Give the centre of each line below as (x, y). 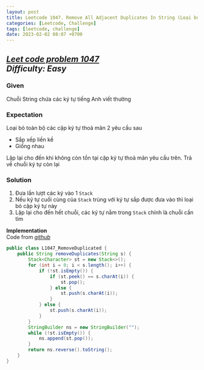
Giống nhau (29, 146)
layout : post (23, 12)
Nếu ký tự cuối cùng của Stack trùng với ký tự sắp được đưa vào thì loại (104, 200)
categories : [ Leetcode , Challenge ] (51, 23)
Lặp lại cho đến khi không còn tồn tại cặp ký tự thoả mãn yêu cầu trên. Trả (99, 158)
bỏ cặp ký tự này (36, 206)
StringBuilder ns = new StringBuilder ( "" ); (84, 327)
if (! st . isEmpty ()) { (66, 271)
